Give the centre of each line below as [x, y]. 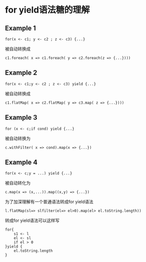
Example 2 [21, 73]
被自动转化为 [18, 183]
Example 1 [21, 28]
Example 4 [21, 162]
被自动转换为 [18, 138]
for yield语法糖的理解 [48, 10]
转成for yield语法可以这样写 [32, 220]
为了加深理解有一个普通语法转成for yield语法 [49, 202]
